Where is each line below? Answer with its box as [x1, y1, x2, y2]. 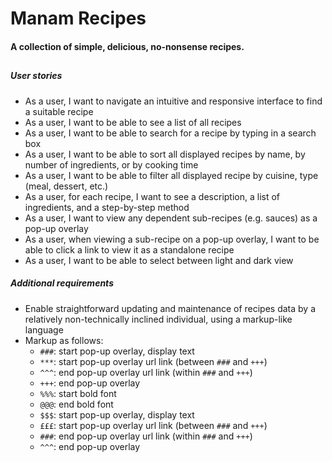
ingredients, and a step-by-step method [24, 201, 190, 213]
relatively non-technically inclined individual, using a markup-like [24, 313, 293, 325]
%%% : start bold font [39, 387, 117, 399]
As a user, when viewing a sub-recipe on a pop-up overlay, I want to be [24, 233, 320, 245]
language [24, 323, 64, 336]
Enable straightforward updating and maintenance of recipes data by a [24, 302, 317, 314]
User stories [10, 70, 63, 82]
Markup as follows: [24, 334, 104, 346]
